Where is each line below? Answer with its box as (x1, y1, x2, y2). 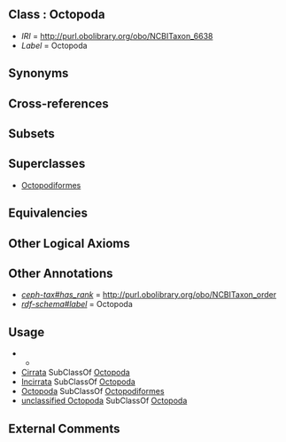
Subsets (8, 126, 55, 141)
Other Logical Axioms (8, 235, 130, 251)
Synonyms (8, 66, 69, 81)
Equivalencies (8, 206, 88, 221)
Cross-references (8, 96, 110, 111)
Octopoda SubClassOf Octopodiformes (20, 386, 165, 397)
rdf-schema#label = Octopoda (20, 299, 134, 310)
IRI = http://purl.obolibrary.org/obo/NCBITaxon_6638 (20, 30, 213, 41)
